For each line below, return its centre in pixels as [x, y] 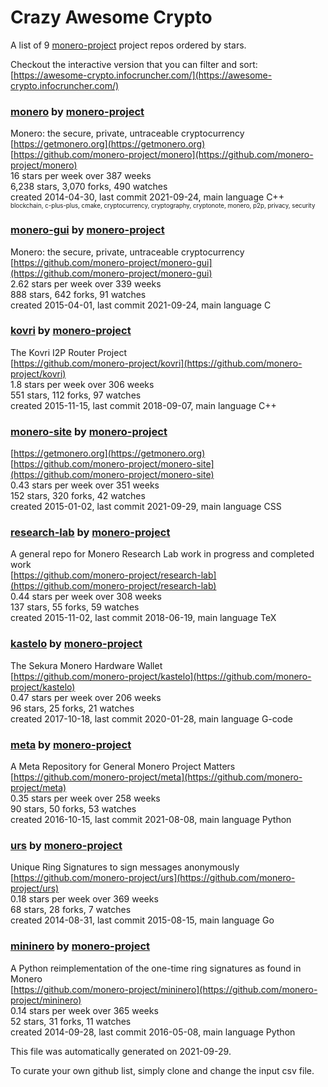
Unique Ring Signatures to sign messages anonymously [125, 867]
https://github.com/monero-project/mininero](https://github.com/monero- [165, 989]
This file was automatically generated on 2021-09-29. [121, 1051]
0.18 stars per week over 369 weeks [84, 899]
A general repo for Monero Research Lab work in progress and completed [162, 554]
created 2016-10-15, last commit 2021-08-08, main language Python [151, 820]
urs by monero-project [66, 845]
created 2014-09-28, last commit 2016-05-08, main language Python [153, 1032]
